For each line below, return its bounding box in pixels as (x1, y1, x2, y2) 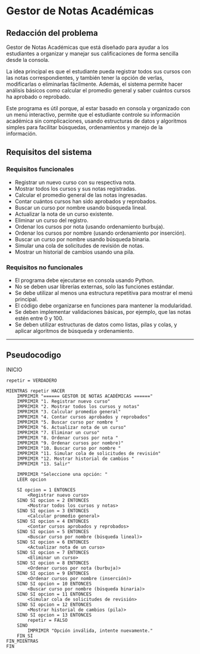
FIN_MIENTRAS (6, 638, 39, 644)
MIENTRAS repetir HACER (6, 388, 65, 394)
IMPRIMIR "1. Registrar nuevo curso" (17, 398, 111, 404)
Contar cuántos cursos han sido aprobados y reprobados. (14, 198, 157, 205)
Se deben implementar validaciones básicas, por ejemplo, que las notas (14, 308, 192, 315)
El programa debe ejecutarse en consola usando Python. (14, 276, 155, 284)
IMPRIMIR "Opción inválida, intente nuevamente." (27, 627, 153, 634)
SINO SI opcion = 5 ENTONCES (17, 528, 89, 534)
